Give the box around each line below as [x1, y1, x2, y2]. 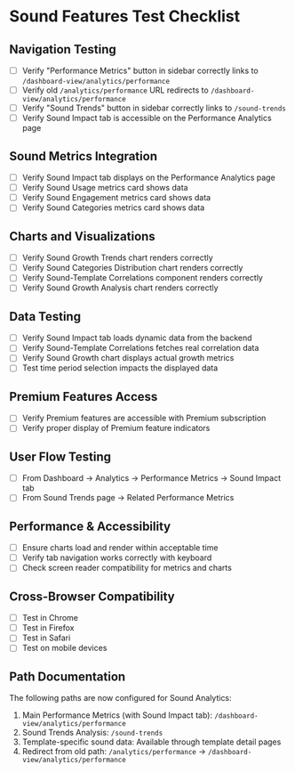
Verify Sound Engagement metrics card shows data [21, 192, 211, 203]
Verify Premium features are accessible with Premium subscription [21, 412, 267, 424]
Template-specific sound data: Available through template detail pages [21, 736, 282, 747]
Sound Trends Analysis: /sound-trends [21, 728, 163, 738]
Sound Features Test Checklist [9, 6, 241, 27]
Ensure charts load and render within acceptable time [21, 542, 219, 553]
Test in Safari [21, 632, 71, 643]
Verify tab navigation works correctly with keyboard [21, 552, 212, 563]
